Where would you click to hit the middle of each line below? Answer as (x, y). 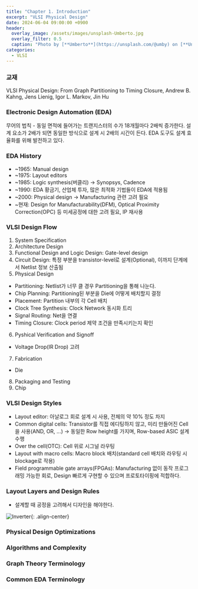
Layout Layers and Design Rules (53, 492)
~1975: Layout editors (41, 175)
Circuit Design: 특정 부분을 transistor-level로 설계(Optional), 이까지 (93, 260)
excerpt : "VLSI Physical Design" (47, 17)
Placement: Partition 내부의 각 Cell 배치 (61, 300)
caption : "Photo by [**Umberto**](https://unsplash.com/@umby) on (95, 45)
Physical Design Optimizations (51, 532)
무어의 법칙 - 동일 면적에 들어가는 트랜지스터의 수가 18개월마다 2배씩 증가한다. (95, 126)
